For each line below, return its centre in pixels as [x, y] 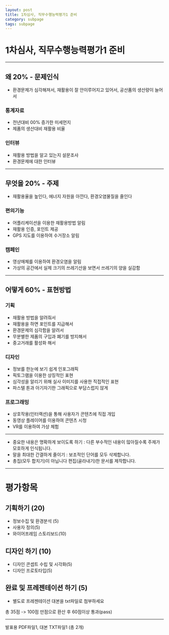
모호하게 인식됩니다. [32, 449]
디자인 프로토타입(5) [32, 570]
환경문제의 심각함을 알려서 [38, 330]
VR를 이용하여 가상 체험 [36, 427]
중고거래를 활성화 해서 [34, 343]
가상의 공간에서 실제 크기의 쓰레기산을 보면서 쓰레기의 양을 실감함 [76, 268]
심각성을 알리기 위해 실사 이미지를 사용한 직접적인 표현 [66, 382]
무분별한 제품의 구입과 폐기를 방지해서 [50, 336]
